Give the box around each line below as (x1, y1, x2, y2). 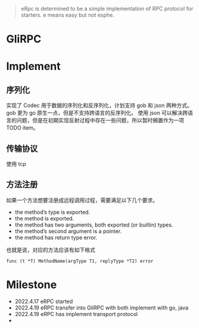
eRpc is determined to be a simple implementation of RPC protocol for (20, 5, 194, 12)
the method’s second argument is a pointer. (14, 227, 122, 235)
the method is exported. (14, 214, 74, 222)
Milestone (6, 278, 57, 292)
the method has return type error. (14, 234, 97, 241)
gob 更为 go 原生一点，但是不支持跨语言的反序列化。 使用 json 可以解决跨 (6, 109, 188, 117)
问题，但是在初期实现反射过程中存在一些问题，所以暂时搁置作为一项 (16, 117, 184, 124)
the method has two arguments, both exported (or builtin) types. (14, 221, 173, 228)
